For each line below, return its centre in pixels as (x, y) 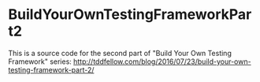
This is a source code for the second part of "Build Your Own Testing (120, 53)
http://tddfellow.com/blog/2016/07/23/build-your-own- (162, 61)
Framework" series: (40, 61)
